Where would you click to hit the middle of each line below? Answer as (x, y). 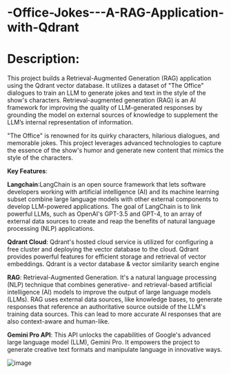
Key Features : (28, 171)
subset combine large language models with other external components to (113, 199)
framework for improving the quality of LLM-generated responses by (105, 108)
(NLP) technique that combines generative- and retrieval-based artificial (110, 285)
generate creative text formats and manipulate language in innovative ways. (115, 350)
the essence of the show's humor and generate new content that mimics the (115, 151)
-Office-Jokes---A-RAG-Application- (115, 13)
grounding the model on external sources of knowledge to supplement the (113, 115)
